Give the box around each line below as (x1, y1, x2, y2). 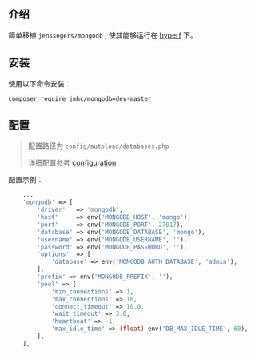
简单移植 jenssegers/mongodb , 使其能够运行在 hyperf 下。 (8, 30, 197, 40)
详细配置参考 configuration (27, 158, 117, 168)
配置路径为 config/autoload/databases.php (27, 141, 169, 150)
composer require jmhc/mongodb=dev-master (8, 94, 152, 102)
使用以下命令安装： (8, 78, 72, 88)
